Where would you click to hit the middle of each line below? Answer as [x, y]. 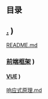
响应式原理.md [24, 90]
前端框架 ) [20, 62]
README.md [22, 45]
